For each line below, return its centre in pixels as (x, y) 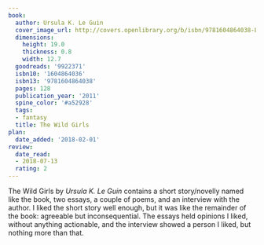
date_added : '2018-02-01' (58, 139)
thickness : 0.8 (47, 52)
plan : (17, 132)
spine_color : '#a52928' (54, 103)
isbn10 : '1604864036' (51, 74)
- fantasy (31, 118)
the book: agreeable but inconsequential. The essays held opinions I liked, (128, 216)
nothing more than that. (46, 233)
